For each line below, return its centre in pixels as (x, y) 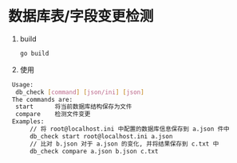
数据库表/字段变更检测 (81, 16)
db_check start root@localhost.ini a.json (101, 136)
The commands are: (42, 99)
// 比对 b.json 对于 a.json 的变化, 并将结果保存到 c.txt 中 (124, 144)
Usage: (23, 84)
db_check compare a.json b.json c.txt (94, 151)
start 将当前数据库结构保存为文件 (74, 107)
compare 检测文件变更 (53, 114)
